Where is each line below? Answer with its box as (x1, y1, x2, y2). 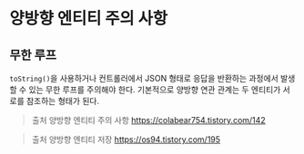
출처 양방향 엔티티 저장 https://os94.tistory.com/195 (31, 134, 221, 145)
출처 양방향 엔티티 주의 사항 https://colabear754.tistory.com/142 (31, 115, 266, 125)
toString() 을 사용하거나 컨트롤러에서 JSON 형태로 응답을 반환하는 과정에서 (9, 73, 279, 83)
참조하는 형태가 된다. (25, 96, 100, 106)
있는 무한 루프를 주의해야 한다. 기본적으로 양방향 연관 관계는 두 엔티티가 (28, 84, 281, 95)
